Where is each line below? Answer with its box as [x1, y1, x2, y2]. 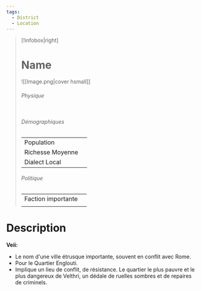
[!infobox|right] [21, 37, 59, 44]
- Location [11, 20, 39, 26]
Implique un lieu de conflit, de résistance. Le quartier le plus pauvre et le [14, 266, 195, 273]
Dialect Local [24, 158, 62, 166]
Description [6, 221, 66, 235]
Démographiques [21, 118, 65, 125]
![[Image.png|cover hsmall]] [21, 78, 91, 85]
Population [24, 138, 55, 146]
